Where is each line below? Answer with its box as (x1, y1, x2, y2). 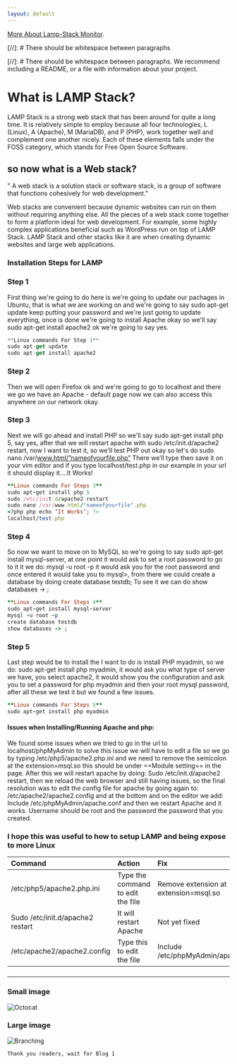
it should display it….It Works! (7, 468, 93, 477)
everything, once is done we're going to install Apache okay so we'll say (7, 315, 217, 324)
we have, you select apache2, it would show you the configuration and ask (7, 673, 224, 682)
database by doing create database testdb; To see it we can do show (7, 578, 208, 586)
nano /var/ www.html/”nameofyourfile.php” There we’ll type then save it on (7, 453, 224, 462)
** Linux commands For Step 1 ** (7, 337, 99, 344)
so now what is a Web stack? (7, 163, 137, 175)
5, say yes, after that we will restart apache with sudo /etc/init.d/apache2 (7, 438, 219, 447)
